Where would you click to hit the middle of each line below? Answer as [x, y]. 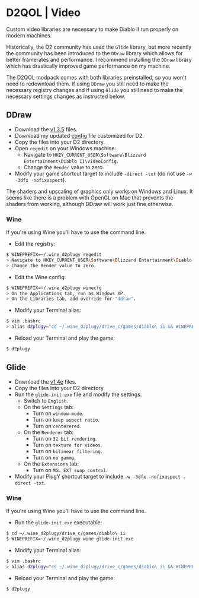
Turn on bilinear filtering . [67, 451]
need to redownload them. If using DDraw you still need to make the [87, 84]
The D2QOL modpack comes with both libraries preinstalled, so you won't [96, 77]
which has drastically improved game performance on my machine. [88, 66]
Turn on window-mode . [58, 413]
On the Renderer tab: [49, 432]
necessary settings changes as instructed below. [66, 96]
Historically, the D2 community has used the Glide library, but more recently [99, 47]
